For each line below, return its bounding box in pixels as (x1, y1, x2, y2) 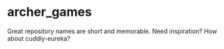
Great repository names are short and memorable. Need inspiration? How (7, 27, 218, 35)
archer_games (7, 4, 93, 20)
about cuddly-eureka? (7, 34, 71, 42)
